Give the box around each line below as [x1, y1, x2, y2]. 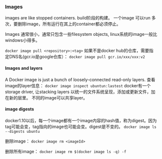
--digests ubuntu [5, 129, 40, 134]
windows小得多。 [5, 37, 40, 43]
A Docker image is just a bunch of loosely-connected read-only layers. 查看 [5, 77, 156, 82]
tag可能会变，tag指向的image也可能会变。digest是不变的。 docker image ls [5, 124, 157, 129]
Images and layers [5, 65, 43, 71]
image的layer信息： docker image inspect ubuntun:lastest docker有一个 [5, 82, 151, 88]
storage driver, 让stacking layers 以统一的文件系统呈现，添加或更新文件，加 [5, 89, 156, 95]
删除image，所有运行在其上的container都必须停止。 [17, 21, 121, 27]
